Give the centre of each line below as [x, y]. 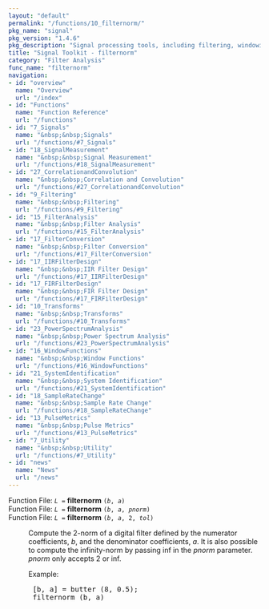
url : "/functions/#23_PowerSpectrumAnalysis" [93, 344]
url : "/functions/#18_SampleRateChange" [84, 411]
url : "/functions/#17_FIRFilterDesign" [82, 299]
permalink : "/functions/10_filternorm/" [77, 23]
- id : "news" [30, 463]
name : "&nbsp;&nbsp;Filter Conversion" [82, 247]
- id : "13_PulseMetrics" [50, 418]
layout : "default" [39, 16]
